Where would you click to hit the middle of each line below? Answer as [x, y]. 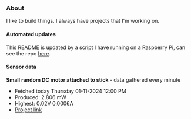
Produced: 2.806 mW [40, 97]
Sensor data [21, 67]
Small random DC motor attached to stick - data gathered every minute [93, 79]
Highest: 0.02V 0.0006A [44, 103]
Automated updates [31, 34]
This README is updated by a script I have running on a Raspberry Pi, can [96, 47]
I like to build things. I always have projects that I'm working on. [83, 21]
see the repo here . [29, 53]
